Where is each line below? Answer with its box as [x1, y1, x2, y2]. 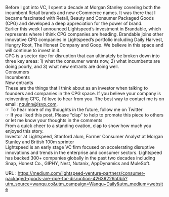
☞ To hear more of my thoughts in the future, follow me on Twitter [5, 106, 143, 112]
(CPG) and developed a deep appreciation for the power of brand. [5, 20, 143, 26]
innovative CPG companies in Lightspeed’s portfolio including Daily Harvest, [5, 36, 163, 43]
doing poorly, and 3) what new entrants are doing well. [5, 63, 119, 69]
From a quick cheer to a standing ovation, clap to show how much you [5, 123, 152, 129]
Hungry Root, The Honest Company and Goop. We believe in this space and [5, 42, 163, 48]
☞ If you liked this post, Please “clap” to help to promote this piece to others [5, 112, 163, 118]
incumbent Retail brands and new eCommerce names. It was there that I [5, 10, 156, 16]
